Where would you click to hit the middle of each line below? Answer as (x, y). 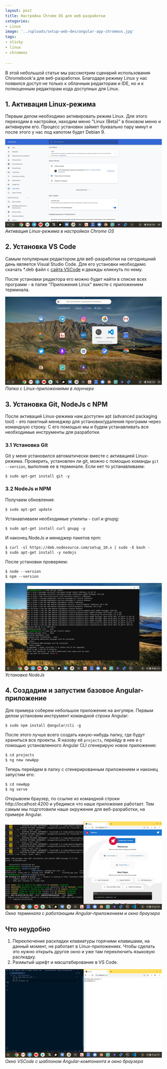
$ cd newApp (17, 784)
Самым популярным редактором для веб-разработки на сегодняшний (81, 259)
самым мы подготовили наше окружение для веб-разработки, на (75, 809)
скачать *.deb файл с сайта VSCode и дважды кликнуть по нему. (74, 269)
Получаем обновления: (30, 500)
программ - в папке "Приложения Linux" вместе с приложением (74, 284)
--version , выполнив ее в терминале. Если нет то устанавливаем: (75, 467)
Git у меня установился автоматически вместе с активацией (70, 456)
